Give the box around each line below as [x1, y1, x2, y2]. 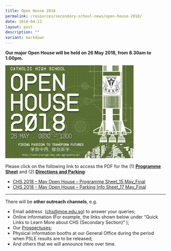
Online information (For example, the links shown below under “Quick [12, 214, 158, 220]
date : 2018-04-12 [5, 19, 42, 24]
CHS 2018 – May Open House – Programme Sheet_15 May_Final [12, 179, 146, 185]
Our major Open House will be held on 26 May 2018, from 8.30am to [5, 50, 152, 55]
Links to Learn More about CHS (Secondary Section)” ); [12, 219, 130, 226]
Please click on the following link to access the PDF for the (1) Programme [5, 163, 161, 170]
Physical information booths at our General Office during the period [12, 230, 154, 236]
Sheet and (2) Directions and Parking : [5, 169, 87, 175]
